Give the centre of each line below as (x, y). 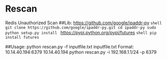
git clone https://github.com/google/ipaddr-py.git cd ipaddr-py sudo (81, 27)
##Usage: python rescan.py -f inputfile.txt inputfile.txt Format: (70, 46)
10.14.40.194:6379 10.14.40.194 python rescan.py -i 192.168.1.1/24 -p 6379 (81, 52)
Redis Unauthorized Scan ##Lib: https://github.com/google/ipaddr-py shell (83, 23)
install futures (22, 37)
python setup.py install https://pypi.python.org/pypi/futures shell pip (81, 32)
